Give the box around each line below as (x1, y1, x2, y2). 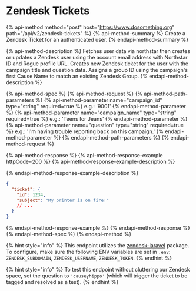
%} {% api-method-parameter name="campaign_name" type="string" (6, 109, 177, 116)
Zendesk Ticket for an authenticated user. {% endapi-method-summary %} (6, 36, 189, 43)
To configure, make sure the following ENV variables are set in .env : (6, 249, 171, 256)
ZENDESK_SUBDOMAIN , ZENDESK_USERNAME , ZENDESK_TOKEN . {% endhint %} (6, 254, 172, 262)
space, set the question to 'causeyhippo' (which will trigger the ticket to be (6, 272, 188, 279)
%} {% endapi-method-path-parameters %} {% (53, 134, 170, 141)
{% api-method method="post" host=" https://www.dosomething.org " (6, 24, 175, 31)
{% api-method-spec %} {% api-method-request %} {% (6, 90, 143, 97)
